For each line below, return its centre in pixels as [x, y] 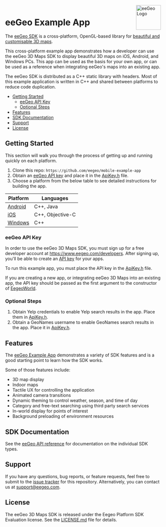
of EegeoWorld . [21, 288]
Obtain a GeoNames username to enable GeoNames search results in [83, 322]
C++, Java [46, 206]
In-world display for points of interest [50, 411]
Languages [55, 198]
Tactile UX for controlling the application [53, 390]
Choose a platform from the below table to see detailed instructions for [84, 180]
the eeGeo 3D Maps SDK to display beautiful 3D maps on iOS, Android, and [82, 56]
